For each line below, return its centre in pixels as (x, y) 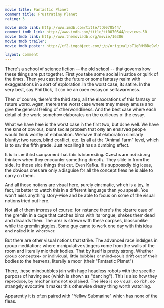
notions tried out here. (27, 200)
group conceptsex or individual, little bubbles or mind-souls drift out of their (81, 256)
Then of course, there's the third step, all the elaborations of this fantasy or (81, 99)
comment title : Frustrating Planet (41, 14)
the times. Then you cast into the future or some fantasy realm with (73, 79)
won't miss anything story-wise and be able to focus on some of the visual (80, 195)
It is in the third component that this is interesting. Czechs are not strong (78, 154)
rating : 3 (15, 19)
